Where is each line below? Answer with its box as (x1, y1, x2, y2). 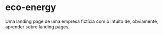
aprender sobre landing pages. (5, 23, 70, 29)
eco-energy (5, 2, 56, 13)
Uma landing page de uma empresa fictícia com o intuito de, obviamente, (5, 18, 158, 24)
